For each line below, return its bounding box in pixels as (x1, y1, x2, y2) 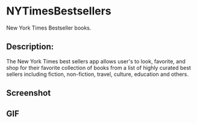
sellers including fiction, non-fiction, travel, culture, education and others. (6, 71, 189, 78)
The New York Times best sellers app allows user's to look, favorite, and (6, 57, 186, 65)
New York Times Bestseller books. (6, 24, 92, 31)
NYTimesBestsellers (6, 4, 111, 18)
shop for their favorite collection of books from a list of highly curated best (6, 64, 192, 71)
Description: (6, 42, 54, 52)
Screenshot (6, 88, 51, 98)
